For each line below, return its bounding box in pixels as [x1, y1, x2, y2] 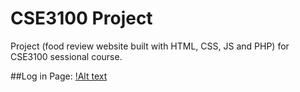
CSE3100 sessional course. [10, 50, 123, 62]
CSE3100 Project [10, 7, 153, 30]
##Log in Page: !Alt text [10, 70, 108, 82]
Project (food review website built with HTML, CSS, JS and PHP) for [10, 40, 290, 52]
